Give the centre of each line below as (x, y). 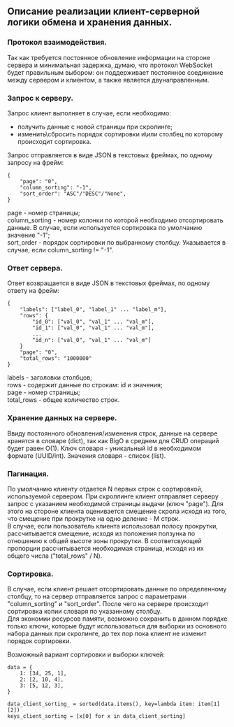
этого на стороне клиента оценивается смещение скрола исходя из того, (117, 511)
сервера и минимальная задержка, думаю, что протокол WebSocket (110, 65)
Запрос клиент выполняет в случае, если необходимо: (89, 113)
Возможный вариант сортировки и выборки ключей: (86, 655)
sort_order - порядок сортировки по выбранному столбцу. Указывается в (116, 242)
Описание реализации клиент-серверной (104, 12)
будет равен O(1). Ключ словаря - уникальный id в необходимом (104, 448)
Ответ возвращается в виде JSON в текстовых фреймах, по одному (109, 283)
